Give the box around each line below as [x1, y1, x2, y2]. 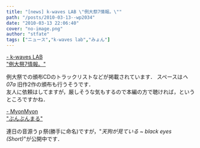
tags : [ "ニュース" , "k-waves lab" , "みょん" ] [6, 37, 111, 43]
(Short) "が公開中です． [6, 135, 63, 142]
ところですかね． [6, 96, 49, 103]
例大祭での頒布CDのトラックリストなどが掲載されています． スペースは [6, 73, 183, 80]
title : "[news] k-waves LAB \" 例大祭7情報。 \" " [6, 8, 122, 15]
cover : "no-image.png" [6, 25, 63, 32]
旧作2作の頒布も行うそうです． [17, 81, 94, 88]
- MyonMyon [6, 108, 38, 115]
